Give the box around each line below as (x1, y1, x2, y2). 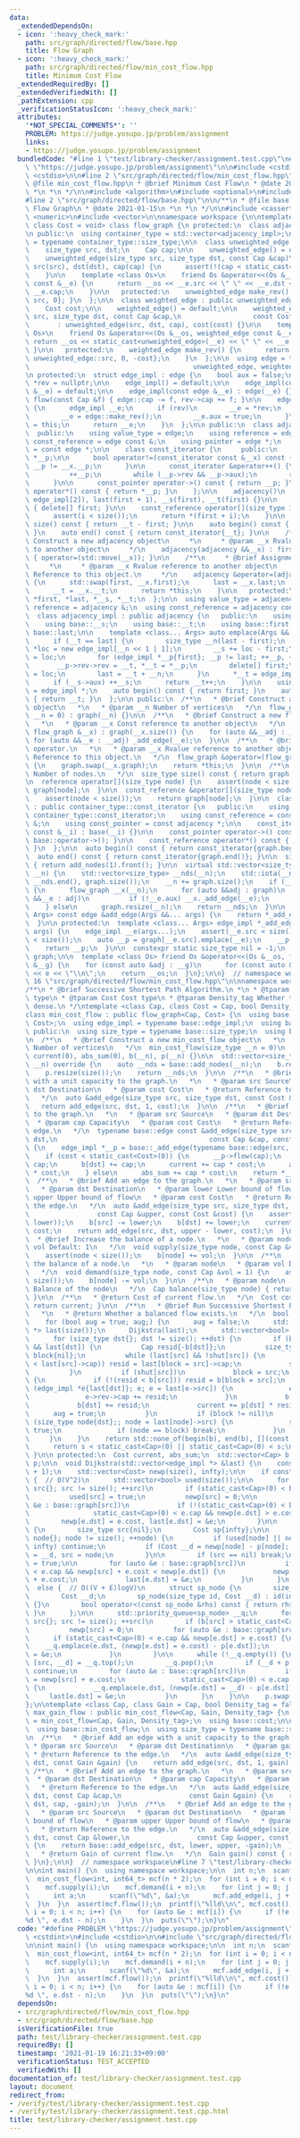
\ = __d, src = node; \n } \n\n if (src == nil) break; (25, 1550, 286, 1560)
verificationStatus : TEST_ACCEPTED (17, 2058, 150, 2066)
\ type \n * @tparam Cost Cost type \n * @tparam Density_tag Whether (25, 994, 286, 1003)
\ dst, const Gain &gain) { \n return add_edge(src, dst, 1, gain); (25, 1758, 294, 1767)
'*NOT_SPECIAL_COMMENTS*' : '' (25, 122, 138, 130)
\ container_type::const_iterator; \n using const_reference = (25, 811, 274, 820)
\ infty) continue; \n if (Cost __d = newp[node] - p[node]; (25, 1542, 290, 1551)
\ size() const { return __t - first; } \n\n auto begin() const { (25, 520, 290, 529)
